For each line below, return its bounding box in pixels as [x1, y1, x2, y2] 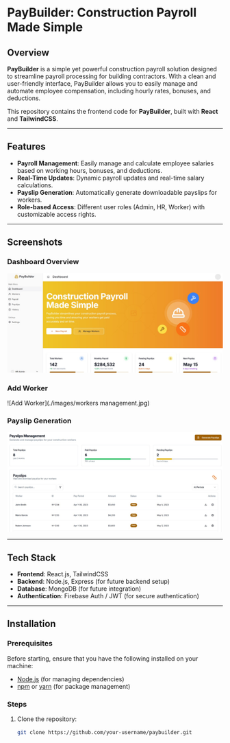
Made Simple [7, 19, 84, 35]
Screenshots [7, 237, 63, 248]
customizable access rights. [16, 210, 97, 218]
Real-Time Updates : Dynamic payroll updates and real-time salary [16, 174, 205, 182]
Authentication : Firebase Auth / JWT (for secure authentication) [16, 592, 200, 600]
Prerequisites [7, 639, 53, 648]
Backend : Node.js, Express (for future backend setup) [16, 578, 170, 586]
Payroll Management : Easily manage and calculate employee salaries [16, 159, 214, 167]
